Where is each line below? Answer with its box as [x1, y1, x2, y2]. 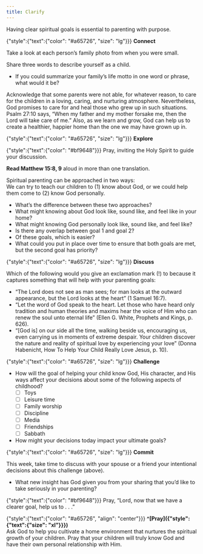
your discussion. [6, 153, 47, 160]
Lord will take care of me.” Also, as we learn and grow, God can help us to [6, 117, 191, 124]
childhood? [15, 382, 44, 390]
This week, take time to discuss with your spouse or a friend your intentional [6, 461, 197, 468]
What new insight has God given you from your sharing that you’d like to [15, 479, 196, 486]
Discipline [24, 409, 49, 416]
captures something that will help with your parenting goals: [6, 276, 156, 283]
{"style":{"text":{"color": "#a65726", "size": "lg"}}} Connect [6, 37, 156, 44]
